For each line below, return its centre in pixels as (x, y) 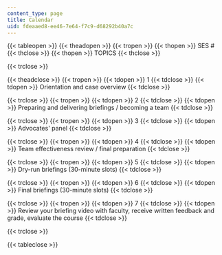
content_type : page (35, 13)
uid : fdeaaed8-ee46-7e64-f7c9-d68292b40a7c (70, 26)
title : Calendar (30, 20)
